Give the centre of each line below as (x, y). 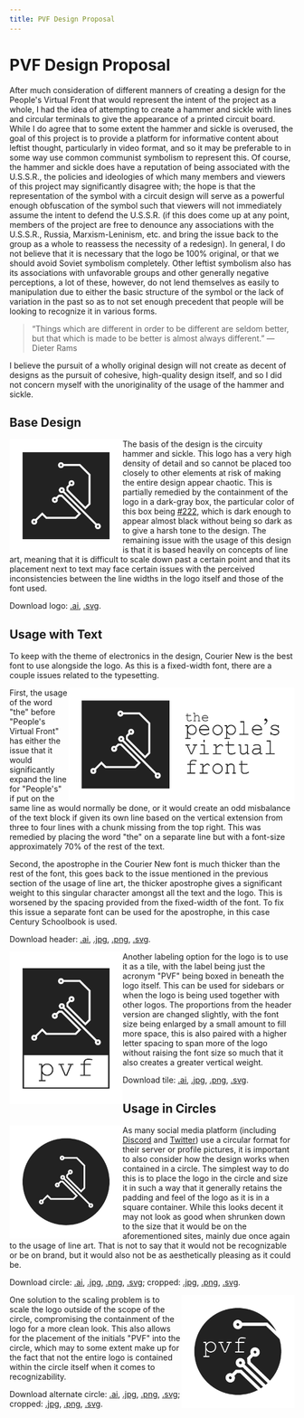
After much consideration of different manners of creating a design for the (148, 90)
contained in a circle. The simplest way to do (206, 1168)
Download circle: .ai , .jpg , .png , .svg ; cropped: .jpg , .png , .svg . (125, 1282)
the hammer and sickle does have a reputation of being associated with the (150, 166)
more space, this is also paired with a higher (205, 1034)
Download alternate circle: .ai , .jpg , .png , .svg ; (95, 1394)
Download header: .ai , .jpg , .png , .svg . (80, 940)
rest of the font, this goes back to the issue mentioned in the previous (139, 874)
